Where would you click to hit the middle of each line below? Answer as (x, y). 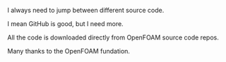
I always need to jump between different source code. (86, 10)
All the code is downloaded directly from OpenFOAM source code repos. (113, 37)
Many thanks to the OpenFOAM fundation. (69, 51)
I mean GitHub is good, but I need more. (65, 24)
